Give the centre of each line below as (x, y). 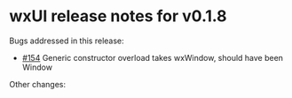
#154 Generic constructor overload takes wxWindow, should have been (153, 57)
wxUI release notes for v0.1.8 (118, 16)
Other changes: (38, 84)
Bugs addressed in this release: (67, 41)
